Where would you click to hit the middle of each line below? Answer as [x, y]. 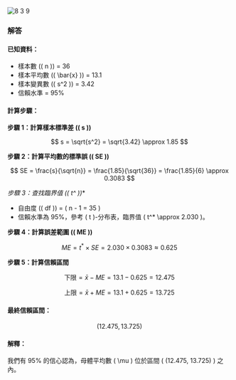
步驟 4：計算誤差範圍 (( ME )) [50, 232]
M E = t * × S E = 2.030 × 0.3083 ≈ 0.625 [119, 247]
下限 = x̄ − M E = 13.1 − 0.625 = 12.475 [119, 277]
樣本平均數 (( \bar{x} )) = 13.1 [60, 75]
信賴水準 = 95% [41, 93]
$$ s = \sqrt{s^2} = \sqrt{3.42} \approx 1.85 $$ [119, 142]
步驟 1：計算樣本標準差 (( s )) [49, 127]
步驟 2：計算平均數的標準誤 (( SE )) [58, 157]
